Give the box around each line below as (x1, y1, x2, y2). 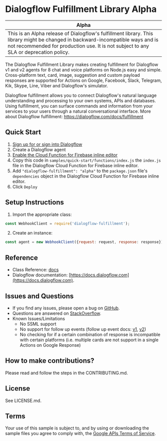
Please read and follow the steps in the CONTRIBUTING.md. (5, 370, 128, 376)
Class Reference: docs (12, 267, 59, 273)
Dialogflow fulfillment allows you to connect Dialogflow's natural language (5, 92, 157, 98)
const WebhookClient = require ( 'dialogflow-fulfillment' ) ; (5, 221, 130, 226)
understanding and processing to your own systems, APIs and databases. (5, 97, 157, 103)
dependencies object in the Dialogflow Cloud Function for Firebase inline (12, 173, 159, 179)
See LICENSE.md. (5, 398, 42, 404)
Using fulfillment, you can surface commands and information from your (5, 103, 153, 109)
